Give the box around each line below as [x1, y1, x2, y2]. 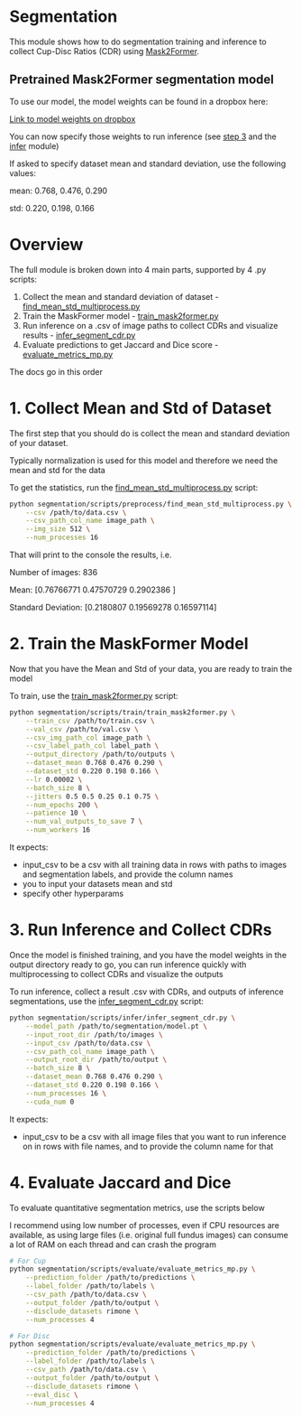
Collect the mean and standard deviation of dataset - [22, 291, 219, 302]
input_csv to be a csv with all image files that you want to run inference [22, 1131, 287, 1142]
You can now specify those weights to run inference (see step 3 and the [9, 131, 277, 142]
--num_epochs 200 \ [25, 800, 99, 809]
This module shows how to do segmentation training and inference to [9, 36, 268, 47]
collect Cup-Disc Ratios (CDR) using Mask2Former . [9, 45, 200, 56]
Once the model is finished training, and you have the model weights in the [9, 950, 287, 960]
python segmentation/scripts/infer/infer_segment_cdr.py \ [9, 1013, 236, 1022]
